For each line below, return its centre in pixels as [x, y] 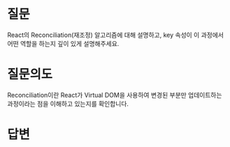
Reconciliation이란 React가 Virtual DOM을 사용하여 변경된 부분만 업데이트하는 [115, 95]
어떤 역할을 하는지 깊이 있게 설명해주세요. [63, 43]
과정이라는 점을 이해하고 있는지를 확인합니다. [68, 103]
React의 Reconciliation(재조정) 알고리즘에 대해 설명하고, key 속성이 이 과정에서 [115, 35]
